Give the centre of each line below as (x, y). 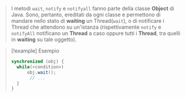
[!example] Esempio (35, 51)
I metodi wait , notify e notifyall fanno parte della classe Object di (92, 8)
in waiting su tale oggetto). (44, 39)
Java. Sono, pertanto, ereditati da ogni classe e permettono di (86, 15)
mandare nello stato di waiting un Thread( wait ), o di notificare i (88, 21)
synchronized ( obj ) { (38, 61)
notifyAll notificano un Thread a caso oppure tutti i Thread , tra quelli (96, 33)
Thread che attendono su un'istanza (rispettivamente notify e (86, 27)
